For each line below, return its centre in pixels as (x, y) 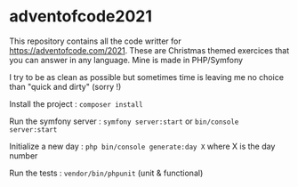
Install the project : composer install (77, 103)
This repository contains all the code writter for (95, 41)
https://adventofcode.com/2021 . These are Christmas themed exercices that (149, 50)
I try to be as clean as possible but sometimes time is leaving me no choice (147, 77)
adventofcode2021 (81, 16)
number (24, 155)
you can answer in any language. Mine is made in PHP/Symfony (126, 60)
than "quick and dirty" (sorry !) (65, 86)
